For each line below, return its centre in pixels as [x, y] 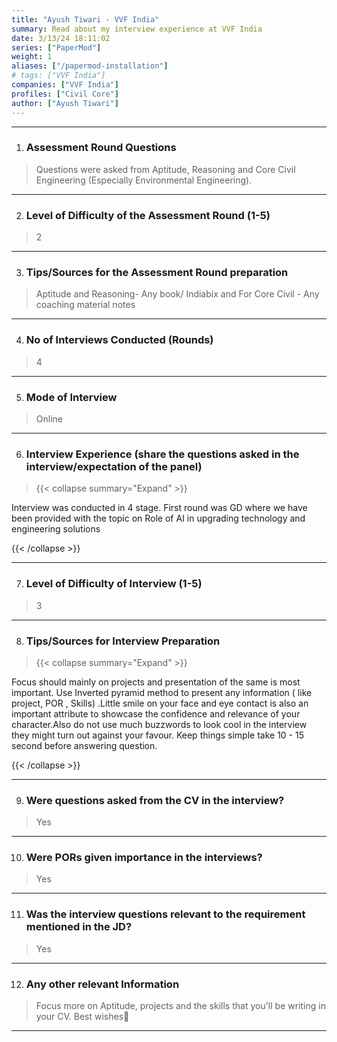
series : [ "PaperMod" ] [56, 47]
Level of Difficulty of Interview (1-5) [114, 584]
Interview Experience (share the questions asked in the [162, 454]
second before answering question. [84, 745]
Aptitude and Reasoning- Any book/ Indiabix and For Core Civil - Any [177, 294]
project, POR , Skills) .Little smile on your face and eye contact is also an [160, 703]
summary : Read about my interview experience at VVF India [137, 29]
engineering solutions [56, 529]
